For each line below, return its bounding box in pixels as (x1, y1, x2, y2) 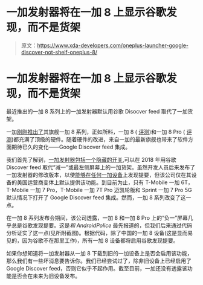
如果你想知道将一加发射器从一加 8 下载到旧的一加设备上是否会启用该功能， (6, 249, 193, 257)
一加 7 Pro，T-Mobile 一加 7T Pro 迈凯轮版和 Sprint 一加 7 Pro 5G (30, 186, 192, 193)
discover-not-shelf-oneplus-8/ (21, 48, 98, 56)
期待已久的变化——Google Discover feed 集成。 (11, 143, 131, 150)
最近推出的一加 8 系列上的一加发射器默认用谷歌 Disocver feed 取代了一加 (6, 107, 188, 115)
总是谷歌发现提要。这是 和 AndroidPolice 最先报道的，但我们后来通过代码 (11, 222, 192, 229)
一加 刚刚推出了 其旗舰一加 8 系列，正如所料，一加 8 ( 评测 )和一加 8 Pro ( (6, 128, 185, 135)
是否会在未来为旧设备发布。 (11, 272, 80, 280)
